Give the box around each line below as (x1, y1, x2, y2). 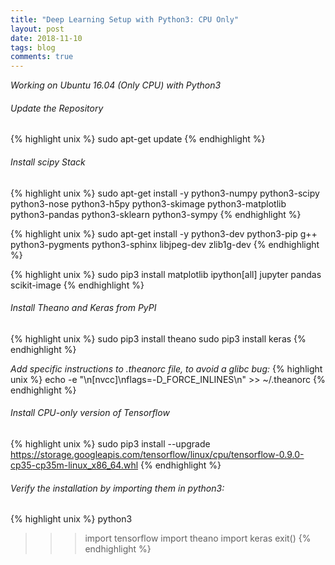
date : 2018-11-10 (10, 33, 83, 43)
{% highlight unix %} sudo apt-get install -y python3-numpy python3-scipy (10, 187, 320, 199)
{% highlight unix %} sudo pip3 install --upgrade (10, 437, 211, 450)
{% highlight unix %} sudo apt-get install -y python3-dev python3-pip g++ (10, 227, 318, 240)
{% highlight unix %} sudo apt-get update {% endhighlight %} (10, 133, 266, 145)
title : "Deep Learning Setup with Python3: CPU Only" (10, 14, 240, 25)
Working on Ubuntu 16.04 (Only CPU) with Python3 (10, 79, 222, 91)
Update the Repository (10, 102, 104, 114)
